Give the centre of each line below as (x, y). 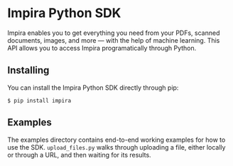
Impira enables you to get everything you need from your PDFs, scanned (114, 33)
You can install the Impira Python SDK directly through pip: (93, 88)
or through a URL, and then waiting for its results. (79, 155)
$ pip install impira (39, 100)
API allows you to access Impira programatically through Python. (102, 48)
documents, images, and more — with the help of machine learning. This (114, 40)
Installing (28, 70)
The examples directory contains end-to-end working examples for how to (116, 140)
